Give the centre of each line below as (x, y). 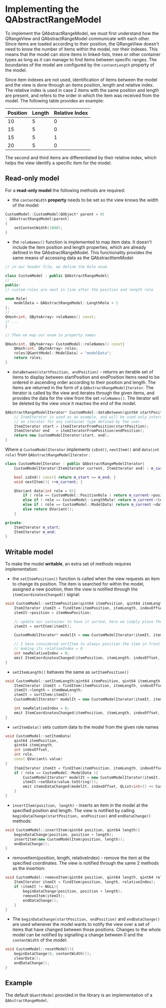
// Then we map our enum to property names (51, 335)
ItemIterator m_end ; (35, 532)
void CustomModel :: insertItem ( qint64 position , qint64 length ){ (73, 830)
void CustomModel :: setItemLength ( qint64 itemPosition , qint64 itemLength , (84, 681)
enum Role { (16, 298)
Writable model (29, 552)
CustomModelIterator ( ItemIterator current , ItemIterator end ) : (82, 468)
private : (14, 523)
